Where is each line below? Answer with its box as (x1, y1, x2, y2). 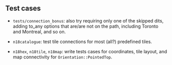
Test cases (5, 4, 41, 13)
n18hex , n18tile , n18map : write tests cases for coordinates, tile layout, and (12, 48, 167, 54)
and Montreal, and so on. (12, 28, 66, 35)
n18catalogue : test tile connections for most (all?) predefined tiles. (12, 38, 152, 45)
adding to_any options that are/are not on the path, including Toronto (12, 23, 159, 29)
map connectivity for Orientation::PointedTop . (12, 54, 112, 60)
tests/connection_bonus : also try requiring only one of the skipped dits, (12, 17, 164, 24)
